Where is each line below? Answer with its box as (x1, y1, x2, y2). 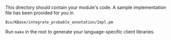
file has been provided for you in (5, 10, 74, 16)
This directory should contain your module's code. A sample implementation (5, 5, 166, 10)
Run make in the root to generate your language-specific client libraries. (5, 29, 155, 35)
